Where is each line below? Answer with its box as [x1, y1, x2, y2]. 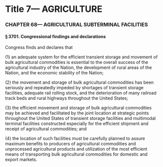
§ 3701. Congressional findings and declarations [5, 33, 106, 39]
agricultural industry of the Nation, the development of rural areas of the [5, 64, 152, 70]
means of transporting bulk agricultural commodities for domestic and [5, 151, 148, 157]
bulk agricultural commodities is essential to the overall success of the [5, 59, 148, 65]
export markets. [5, 157, 38, 163]
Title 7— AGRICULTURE [5, 3, 103, 15]
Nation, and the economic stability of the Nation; [5, 70, 104, 76]
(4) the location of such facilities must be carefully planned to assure [5, 135, 145, 142]
